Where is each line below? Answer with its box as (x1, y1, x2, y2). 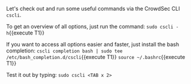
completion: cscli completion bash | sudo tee (6, 47, 123, 54)
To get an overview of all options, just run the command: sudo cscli (6, 23, 174, 30)
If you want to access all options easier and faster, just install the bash (6, 41, 180, 48)
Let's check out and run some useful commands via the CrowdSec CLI (6, 5, 180, 12)
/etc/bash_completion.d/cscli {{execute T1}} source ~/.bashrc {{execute (6, 54, 186, 60)
